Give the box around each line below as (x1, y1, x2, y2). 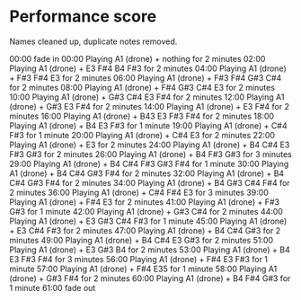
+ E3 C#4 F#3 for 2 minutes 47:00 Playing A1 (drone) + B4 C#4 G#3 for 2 (9, 225, 281, 235)
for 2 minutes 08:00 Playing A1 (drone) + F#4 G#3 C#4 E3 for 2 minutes (9, 82, 276, 93)
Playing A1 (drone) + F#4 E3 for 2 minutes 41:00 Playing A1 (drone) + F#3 (9, 196, 280, 207)
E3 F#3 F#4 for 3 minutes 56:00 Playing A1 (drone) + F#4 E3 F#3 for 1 (9, 253, 268, 264)
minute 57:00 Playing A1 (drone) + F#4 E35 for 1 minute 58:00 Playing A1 (9, 263, 278, 274)
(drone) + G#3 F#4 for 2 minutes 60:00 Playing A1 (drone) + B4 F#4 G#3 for (9, 272, 291, 284)
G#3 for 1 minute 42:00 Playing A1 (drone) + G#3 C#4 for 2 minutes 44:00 (9, 206, 283, 216)
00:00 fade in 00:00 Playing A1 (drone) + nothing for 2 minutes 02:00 (9, 53, 266, 64)
